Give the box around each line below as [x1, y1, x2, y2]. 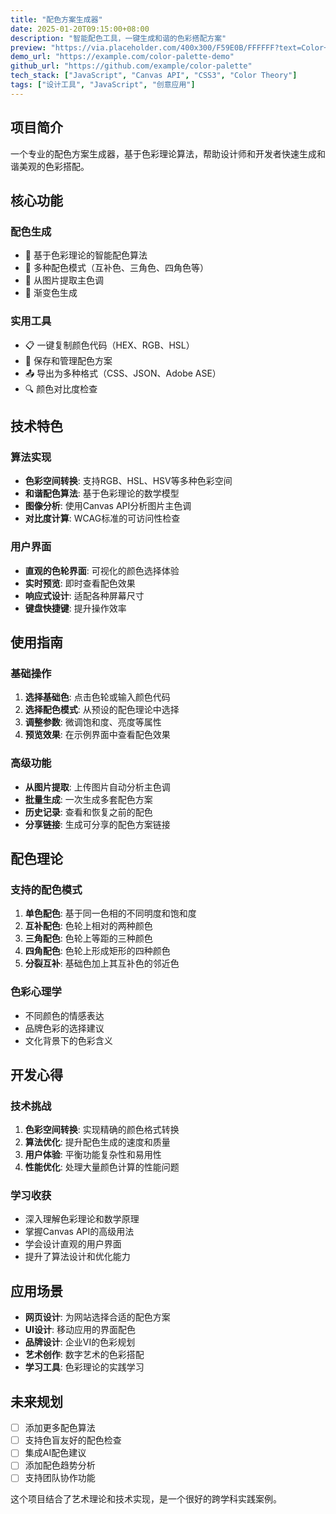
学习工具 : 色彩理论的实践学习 [24, 1361, 145, 1373]
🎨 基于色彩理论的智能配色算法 [24, 249, 148, 261]
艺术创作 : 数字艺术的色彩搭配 [24, 1349, 145, 1361]
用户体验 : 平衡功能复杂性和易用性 [24, 1149, 162, 1161]
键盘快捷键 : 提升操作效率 [24, 602, 127, 614]
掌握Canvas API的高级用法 [24, 1226, 135, 1238]
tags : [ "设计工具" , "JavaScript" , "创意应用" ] [10, 80, 196, 90]
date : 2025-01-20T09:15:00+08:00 [10, 24, 150, 34]
